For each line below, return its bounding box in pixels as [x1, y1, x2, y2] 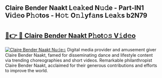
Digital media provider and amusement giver [67, 47, 157, 52]
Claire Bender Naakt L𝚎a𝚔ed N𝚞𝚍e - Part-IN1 [5, 4, 144, 12]
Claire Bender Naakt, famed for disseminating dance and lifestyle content [5, 52, 153, 58]
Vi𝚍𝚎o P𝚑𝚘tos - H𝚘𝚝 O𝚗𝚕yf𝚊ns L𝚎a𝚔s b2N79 [5, 12, 148, 20]
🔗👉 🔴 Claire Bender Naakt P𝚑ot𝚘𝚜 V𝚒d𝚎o [5, 31, 136, 40]
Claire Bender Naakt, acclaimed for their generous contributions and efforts [5, 62, 158, 68]
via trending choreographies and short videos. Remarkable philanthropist [5, 58, 153, 63]
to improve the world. [5, 68, 48, 73]
